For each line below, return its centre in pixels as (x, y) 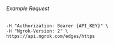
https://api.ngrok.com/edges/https (51, 36)
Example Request (28, 8)
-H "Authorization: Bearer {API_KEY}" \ (58, 26)
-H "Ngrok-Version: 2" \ (37, 31)
